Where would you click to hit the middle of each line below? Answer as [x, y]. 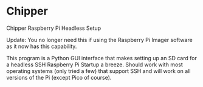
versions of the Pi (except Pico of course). [59, 77]
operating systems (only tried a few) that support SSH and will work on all [98, 71]
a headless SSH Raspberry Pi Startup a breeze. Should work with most [95, 64]
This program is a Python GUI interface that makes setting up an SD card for [102, 58]
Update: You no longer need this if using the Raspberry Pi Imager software [99, 40]
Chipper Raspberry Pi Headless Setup [54, 28]
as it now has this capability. [42, 46]
